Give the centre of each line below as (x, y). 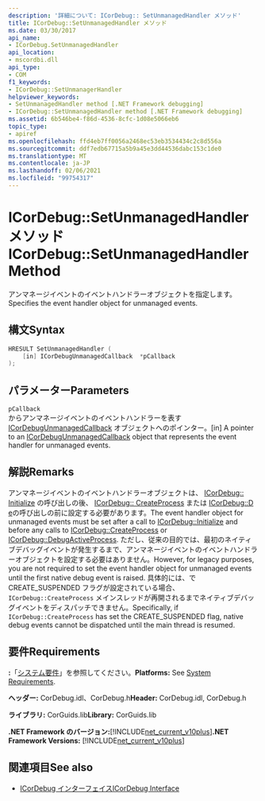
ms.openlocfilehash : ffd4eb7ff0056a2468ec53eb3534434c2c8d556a (115, 141)
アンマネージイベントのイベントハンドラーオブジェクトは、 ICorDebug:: (126, 493)
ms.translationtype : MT (48, 156)
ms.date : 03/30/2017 (42, 30)
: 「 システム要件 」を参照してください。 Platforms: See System (110, 672)
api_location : (32, 52)
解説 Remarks (41, 472)
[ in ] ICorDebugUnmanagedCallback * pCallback (99, 356)
